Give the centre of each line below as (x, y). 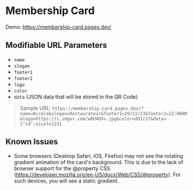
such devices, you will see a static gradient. (66, 181)
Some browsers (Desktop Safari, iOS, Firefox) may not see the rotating (98, 156)
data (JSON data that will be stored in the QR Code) (76, 96)
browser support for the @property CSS (62, 168)
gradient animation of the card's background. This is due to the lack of (99, 162)
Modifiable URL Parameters (56, 45)
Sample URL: (35, 108)
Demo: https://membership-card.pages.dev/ (59, 27)
